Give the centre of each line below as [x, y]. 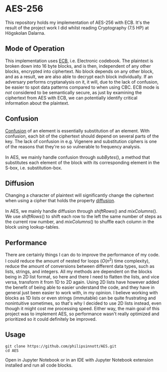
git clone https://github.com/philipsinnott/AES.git [61, 346]
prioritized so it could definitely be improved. [51, 319]
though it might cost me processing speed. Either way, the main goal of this [83, 308]
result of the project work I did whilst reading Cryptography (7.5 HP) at [77, 27]
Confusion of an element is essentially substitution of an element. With [78, 130]
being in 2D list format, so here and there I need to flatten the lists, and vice [82, 276]
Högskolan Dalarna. [25, 33]
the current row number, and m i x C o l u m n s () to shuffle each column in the [80, 222]
